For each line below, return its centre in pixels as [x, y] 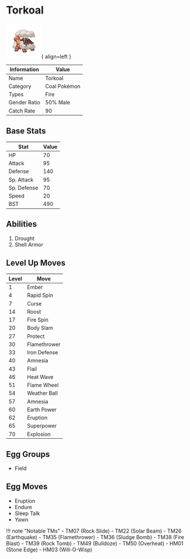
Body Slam [40, 328]
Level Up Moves [36, 262]
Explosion [39, 434]
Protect [36, 336]
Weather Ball [43, 393]
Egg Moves [27, 487]
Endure [23, 507]
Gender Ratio [24, 103]
